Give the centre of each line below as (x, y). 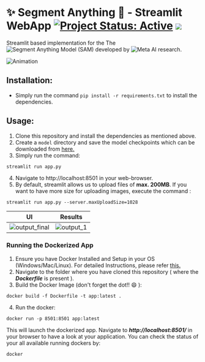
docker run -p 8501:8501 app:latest (53, 319)
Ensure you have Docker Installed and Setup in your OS (85, 258)
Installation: (30, 81)
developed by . (139, 49)
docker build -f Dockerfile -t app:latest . (64, 296)
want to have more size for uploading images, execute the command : (103, 191)
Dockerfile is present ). (45, 278)
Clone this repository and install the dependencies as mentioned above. (106, 136)
